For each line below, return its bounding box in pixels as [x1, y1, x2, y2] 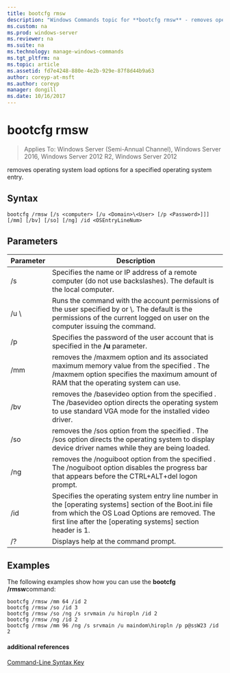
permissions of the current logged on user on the [51, 313, 210, 322]
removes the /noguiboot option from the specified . [51, 454, 216, 463]
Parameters [7, 236, 58, 247]
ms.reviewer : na [7, 36, 53, 42]
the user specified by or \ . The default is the [51, 304, 193, 314]
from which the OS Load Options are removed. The [51, 508, 216, 517]
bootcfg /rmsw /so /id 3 [7, 604, 78, 611]
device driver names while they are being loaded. [51, 443, 210, 452]
